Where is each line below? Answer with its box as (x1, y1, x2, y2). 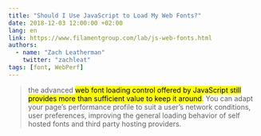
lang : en (8, 26, 38, 34)
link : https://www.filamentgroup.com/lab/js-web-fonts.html (8, 33, 213, 42)
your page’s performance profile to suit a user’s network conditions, (27, 102, 251, 111)
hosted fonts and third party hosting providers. (27, 119, 182, 128)
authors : (8, 41, 38, 49)
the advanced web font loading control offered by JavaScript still (27, 85, 242, 95)
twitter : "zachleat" (22, 56, 91, 64)
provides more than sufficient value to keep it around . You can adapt (27, 93, 254, 103)
